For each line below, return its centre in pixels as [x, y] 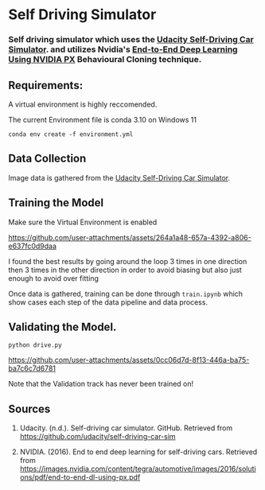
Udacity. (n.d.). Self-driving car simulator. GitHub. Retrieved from [126, 428]
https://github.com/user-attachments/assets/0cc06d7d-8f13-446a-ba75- [129, 360]
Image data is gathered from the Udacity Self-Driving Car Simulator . [119, 177]
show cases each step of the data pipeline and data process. [108, 302]
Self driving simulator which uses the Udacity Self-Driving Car [131, 40]
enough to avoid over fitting [54, 278]
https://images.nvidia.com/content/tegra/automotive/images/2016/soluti [138, 469]
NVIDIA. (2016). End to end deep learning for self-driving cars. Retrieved [138, 452]
